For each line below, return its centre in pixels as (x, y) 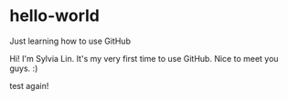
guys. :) (24, 68)
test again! (29, 85)
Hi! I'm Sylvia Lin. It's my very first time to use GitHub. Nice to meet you (144, 58)
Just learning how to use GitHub (70, 41)
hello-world (55, 16)
